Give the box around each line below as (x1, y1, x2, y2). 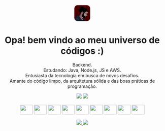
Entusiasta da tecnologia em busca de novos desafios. (25, 73, 140, 79)
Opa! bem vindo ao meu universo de (4, 34, 160, 46)
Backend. (72, 62, 92, 68)
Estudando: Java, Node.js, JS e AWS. (43, 67, 121, 73)
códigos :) (60, 45, 104, 56)
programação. (67, 83, 97, 89)
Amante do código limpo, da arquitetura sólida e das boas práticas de (9, 78, 155, 84)
